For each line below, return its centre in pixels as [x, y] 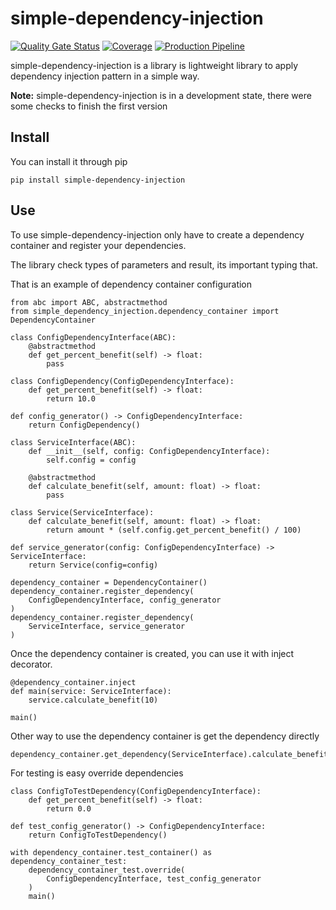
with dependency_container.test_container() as [111, 852]
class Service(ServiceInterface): [82, 512]
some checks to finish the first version [89, 106]
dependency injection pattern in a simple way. [105, 76]
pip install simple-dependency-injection [98, 180]
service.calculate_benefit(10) [93, 700]
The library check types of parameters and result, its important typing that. [164, 264]
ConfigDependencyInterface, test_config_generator [154, 878]
